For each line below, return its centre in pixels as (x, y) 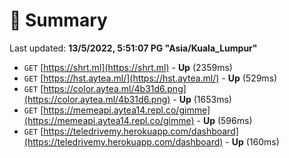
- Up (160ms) (252, 141)
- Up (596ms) (224, 120)
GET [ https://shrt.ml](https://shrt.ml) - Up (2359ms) (128, 67)
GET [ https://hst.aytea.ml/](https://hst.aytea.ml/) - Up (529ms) (150, 78)
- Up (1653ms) (202, 99)
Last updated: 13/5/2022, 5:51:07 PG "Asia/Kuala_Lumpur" (133, 48)
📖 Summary (58, 20)
